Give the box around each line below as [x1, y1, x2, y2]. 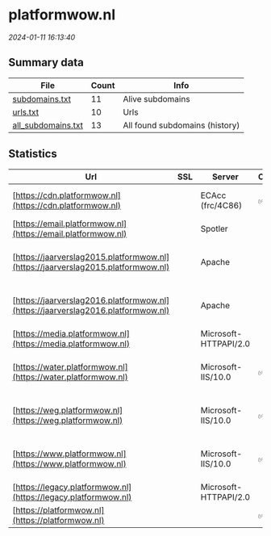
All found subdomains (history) [123, 119, 240, 131]
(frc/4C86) [200, 199, 243, 211]
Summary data [8, 56, 85, 69]
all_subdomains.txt [12, 119, 83, 131]
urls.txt [12, 107, 39, 118]
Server [212, 171, 240, 182]
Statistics [8, 147, 58, 161]
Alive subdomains [123, 93, 191, 104]
